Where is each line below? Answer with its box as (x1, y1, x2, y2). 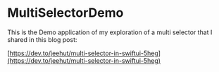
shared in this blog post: (7, 35, 77, 43)
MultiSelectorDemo (7, 5, 124, 21)
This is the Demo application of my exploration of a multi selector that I (7, 28, 213, 36)
